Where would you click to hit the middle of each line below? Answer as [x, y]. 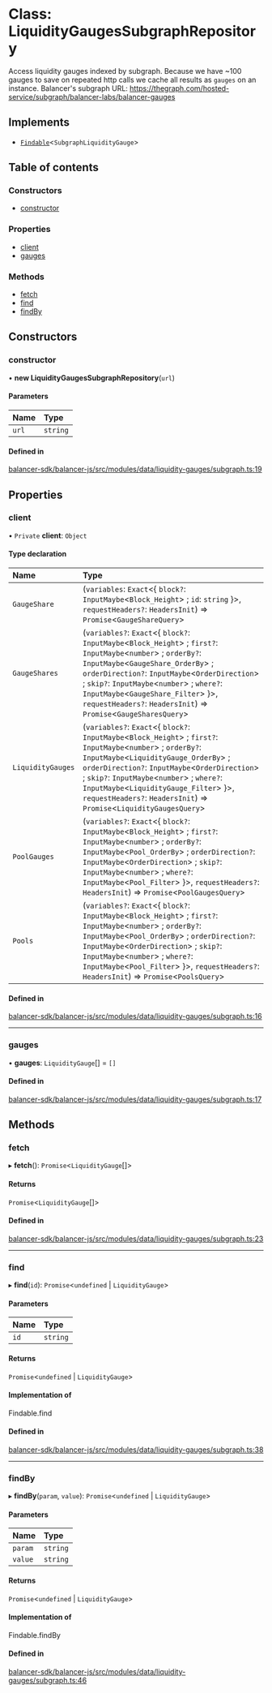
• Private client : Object [48, 535]
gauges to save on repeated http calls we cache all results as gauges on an [132, 79]
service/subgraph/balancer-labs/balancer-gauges [92, 97]
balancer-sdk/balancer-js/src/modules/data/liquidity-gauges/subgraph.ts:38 [136, 1450]
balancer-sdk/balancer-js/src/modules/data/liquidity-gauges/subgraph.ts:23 [136, 1239]
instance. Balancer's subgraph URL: [68, 88]
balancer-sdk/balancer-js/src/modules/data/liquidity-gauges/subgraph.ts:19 [135, 469]
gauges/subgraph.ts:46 [48, 1681]
